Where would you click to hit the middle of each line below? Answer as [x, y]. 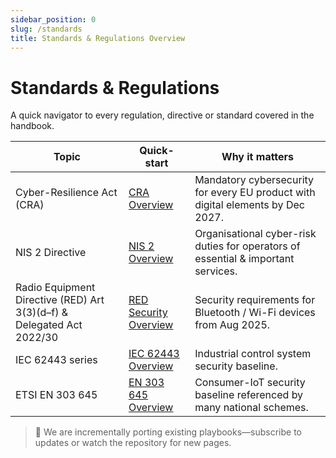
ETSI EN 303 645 [56, 395]
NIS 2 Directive [51, 253]
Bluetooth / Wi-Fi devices [255, 313]
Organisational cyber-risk [255, 234]
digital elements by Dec [249, 205]
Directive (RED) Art [60, 300]
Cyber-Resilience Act [66, 193]
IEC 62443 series [56, 360]
